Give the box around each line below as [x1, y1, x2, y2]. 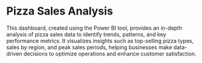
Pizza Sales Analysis [6, 4, 114, 18]
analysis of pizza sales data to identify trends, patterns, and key [6, 30, 166, 38]
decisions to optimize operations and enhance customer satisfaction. [23, 50, 197, 57]
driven [6, 50, 23, 57]
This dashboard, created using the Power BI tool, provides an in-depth [6, 24, 183, 31]
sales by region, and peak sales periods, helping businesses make [6, 44, 172, 51]
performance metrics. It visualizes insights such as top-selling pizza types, [6, 37, 194, 44]
